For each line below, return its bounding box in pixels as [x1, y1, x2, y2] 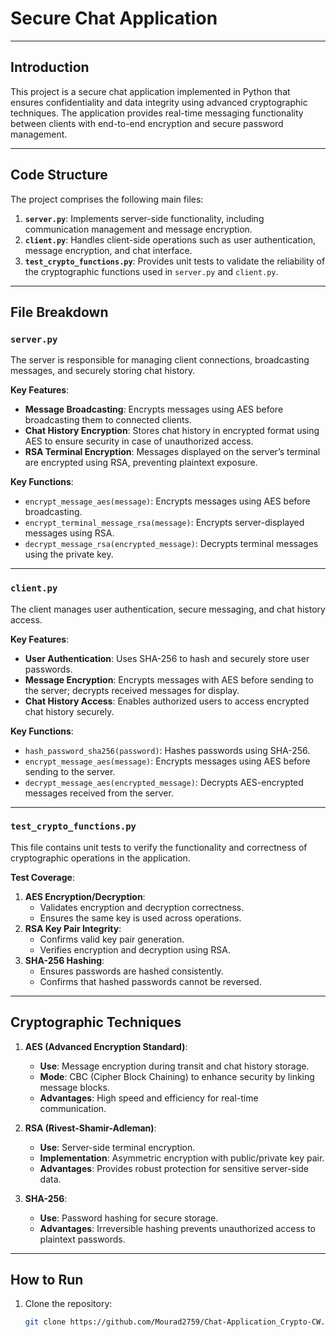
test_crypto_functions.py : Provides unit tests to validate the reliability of [24, 255, 326, 267]
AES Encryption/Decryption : [24, 890, 146, 902]
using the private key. [24, 548, 114, 561]
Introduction [10, 59, 90, 76]
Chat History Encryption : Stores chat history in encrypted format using [24, 425, 320, 437]
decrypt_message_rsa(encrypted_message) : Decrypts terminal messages [24, 538, 319, 550]
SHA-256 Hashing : [24, 954, 105, 966]
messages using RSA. [24, 527, 115, 539]
